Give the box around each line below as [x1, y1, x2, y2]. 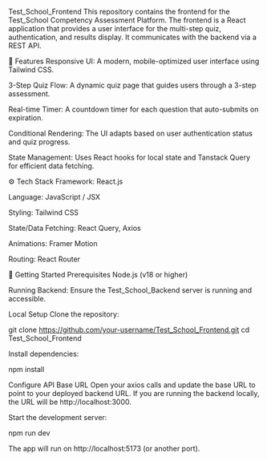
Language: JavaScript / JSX [8, 192, 101, 201]
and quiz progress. [8, 137, 71, 147]
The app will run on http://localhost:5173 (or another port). [8, 444, 200, 453]
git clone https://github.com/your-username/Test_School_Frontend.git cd [8, 325, 250, 334]
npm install [8, 365, 45, 374]
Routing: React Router [8, 254, 81, 264]
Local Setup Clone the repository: [8, 309, 119, 319]
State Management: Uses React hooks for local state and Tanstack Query [8, 152, 251, 162]
